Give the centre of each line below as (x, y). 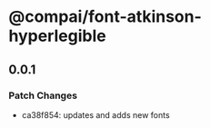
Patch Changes (43, 95)
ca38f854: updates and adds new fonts (95, 114)
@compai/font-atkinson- (105, 17)
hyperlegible (57, 36)
